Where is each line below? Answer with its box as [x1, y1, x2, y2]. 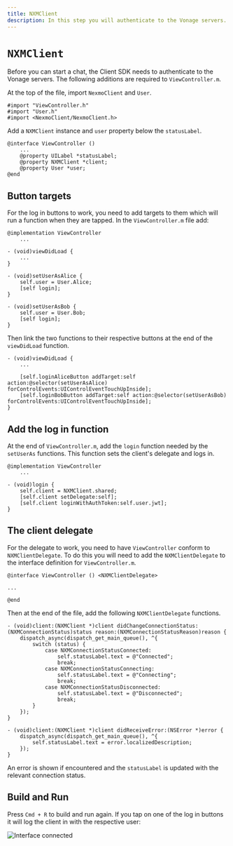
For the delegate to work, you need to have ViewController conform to [7, 543, 211, 551]
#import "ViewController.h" [7, 102, 90, 109]
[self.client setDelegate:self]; [20, 494, 118, 501]
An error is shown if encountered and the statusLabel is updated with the [7, 763, 219, 772]
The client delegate [7, 525, 93, 537]
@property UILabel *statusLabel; [20, 152, 118, 160]
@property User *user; [20, 165, 86, 172]
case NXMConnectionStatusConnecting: [44, 665, 155, 672]
